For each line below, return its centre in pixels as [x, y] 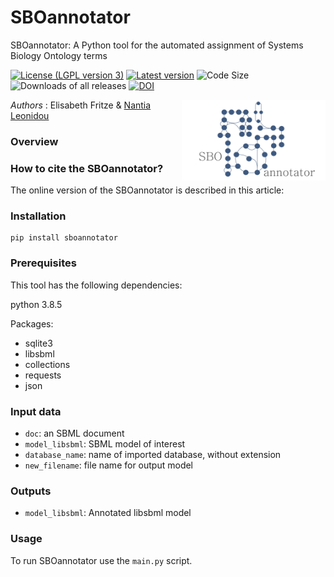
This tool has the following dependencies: [96, 285]
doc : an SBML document [74, 433]
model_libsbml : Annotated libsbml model [108, 513]
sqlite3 [38, 343]
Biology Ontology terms [59, 55]
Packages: [32, 323]
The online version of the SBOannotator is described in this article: [147, 190]
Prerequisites [43, 263]
